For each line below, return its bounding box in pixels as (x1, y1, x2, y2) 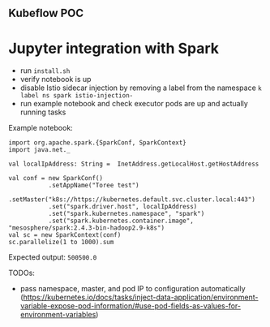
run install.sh (19, 66, 71, 75)
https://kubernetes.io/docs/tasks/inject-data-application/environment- (23, 292, 259, 303)
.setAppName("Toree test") (48, 182, 139, 190)
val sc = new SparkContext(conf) (8, 231, 122, 239)
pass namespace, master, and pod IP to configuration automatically (19, 284, 246, 294)
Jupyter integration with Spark (8, 39, 220, 58)
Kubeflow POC (8, 6, 84, 20)
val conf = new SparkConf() (8, 174, 104, 183)
